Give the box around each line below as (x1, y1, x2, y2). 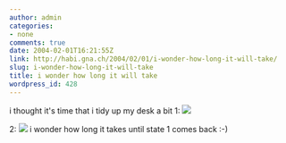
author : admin (9, 13, 63, 22)
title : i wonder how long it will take (9, 71, 158, 80)
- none (9, 29, 34, 38)
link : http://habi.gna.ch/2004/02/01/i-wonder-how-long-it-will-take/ (9, 55, 278, 63)
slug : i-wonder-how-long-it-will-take (9, 63, 154, 72)
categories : (9, 21, 54, 30)
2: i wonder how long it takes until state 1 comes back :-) (9, 123, 229, 134)
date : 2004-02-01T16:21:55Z (9, 46, 114, 55)
